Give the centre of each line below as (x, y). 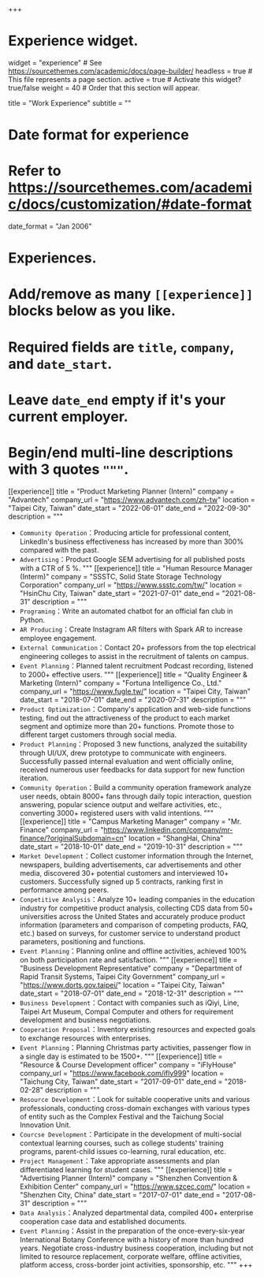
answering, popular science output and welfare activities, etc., (121, 804)
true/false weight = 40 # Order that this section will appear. (104, 87)
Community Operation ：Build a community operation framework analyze (135, 787)
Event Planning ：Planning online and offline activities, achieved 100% (133, 951)
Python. (32, 620)
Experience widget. (73, 41)
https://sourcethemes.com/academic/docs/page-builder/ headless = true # (130, 71)
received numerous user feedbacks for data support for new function (132, 769)
